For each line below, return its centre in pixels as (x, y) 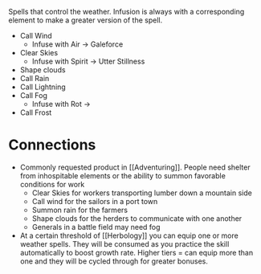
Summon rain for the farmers (80, 210)
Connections (52, 145)
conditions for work (52, 184)
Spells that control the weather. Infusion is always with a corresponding (126, 12)
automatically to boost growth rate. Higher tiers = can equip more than (137, 252)
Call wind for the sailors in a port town (95, 201)
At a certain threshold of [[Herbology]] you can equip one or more (129, 235)
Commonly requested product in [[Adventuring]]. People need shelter (135, 167)
